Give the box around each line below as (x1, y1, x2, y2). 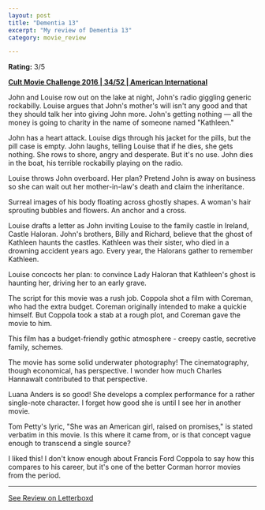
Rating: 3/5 (8, 62, 46, 72)
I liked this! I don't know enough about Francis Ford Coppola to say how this (8, 454, 255, 463)
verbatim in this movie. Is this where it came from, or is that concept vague (8, 430, 251, 440)
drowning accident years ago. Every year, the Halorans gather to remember (8, 246, 254, 256)
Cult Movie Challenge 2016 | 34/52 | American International (8, 77, 208, 87)
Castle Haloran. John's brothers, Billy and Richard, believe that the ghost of (8, 230, 253, 239)
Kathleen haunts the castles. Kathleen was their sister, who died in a (8, 238, 230, 247)
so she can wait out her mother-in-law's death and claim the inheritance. (8, 182, 244, 192)
